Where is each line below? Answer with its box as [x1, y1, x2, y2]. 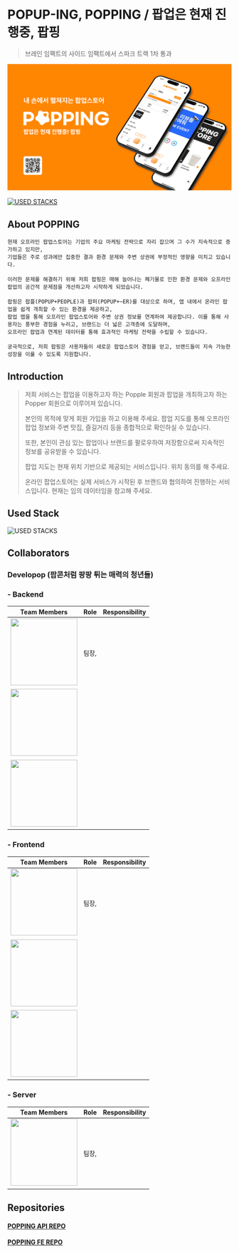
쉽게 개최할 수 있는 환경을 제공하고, [20, 306, 113, 313]
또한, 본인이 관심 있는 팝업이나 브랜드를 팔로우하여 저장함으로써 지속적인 [24, 438, 225, 447]
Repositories [7, 1202, 65, 1214]
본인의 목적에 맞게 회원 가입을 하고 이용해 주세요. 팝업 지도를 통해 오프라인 [24, 415, 230, 423]
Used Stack [7, 507, 60, 519]
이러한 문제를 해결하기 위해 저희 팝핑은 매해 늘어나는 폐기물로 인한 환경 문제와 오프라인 [7, 276, 231, 283]
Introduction [7, 370, 64, 382]
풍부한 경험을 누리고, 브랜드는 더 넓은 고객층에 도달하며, [24, 321, 171, 328]
